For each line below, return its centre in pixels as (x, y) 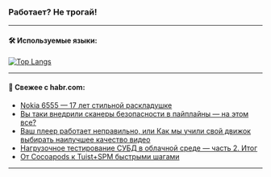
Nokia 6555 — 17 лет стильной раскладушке (96, 105)
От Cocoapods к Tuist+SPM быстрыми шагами (100, 156)
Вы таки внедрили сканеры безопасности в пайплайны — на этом (134, 113)
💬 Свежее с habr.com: (47, 88)
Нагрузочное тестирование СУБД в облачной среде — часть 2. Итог (139, 148)
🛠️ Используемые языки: (53, 40)
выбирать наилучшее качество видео (85, 139)
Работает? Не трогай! (53, 12)
